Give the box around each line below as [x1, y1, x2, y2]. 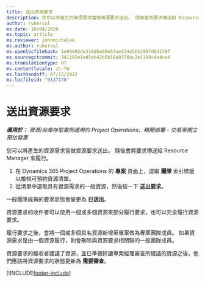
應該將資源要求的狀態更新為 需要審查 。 [11, 257, 110, 265]
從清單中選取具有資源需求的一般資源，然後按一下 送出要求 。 [15, 183, 167, 190]
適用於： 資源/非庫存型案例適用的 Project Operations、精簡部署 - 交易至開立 [6, 126, 198, 134]
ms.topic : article [6, 32, 53, 38]
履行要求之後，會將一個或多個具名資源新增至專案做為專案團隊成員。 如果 [6, 229, 190, 236]
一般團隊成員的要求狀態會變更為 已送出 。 [6, 196, 110, 203]
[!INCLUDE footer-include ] [6, 269, 71, 277]
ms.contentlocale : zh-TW [6, 65, 70, 72]
